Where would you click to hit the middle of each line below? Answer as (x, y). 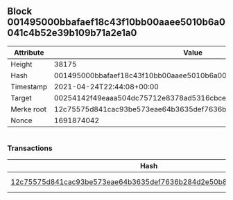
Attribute (29, 53)
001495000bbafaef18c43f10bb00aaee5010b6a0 (116, 22)
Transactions (30, 148)
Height (21, 64)
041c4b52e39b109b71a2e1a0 (72, 33)
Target (21, 98)
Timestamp (29, 87)
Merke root (29, 109)
